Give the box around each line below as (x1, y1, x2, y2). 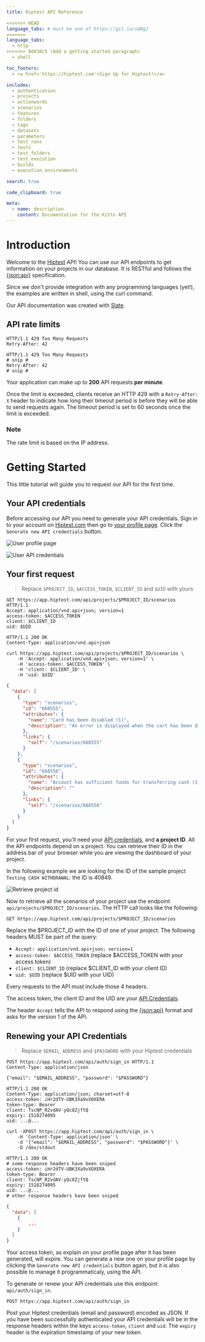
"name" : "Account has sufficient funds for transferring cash (28, 780, 190, 786)
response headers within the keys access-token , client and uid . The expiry (6, 1322, 196, 1330)
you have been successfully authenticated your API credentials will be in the (6, 1316, 198, 1323)
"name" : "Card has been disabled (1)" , (28, 717, 130, 723)
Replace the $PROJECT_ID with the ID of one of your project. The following (6, 926, 195, 934)
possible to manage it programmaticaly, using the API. (6, 1268, 142, 1276)
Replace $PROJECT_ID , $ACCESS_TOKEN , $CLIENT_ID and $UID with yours (21, 585, 193, 592)
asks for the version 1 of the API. (6, 1013, 88, 1021)
